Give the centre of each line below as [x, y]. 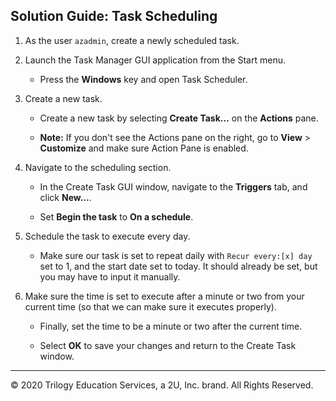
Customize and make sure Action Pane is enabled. [144, 148]
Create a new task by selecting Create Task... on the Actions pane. [179, 118]
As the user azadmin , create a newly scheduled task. [132, 40]
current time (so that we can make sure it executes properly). [151, 306]
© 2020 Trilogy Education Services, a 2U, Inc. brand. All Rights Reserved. [162, 385]
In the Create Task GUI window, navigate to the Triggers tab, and [173, 186]
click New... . [65, 197]
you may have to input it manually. [110, 276]
